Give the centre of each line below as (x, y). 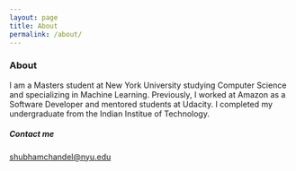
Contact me (32, 134)
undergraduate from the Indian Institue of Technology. (109, 114)
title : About (34, 26)
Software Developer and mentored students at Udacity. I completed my (141, 104)
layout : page (34, 17)
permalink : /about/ (46, 34)
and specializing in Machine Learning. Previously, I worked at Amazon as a (148, 94)
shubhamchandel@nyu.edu (60, 157)
